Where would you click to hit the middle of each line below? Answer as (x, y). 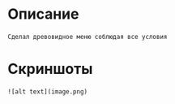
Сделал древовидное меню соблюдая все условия (87, 37)
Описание (43, 14)
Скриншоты (50, 69)
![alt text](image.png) (48, 91)
